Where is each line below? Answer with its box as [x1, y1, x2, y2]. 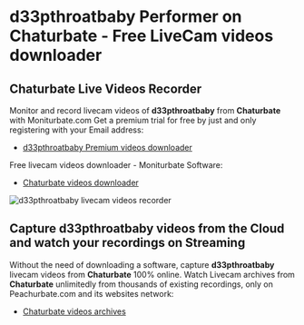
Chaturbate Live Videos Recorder [9, 81, 202, 96]
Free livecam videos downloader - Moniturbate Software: [9, 160, 223, 170]
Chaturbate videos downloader [22, 177, 139, 188]
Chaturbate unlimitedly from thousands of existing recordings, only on [9, 279, 274, 290]
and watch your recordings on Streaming [9, 235, 246, 251]
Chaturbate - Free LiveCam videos [9, 25, 274, 46]
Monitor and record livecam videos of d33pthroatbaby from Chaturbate [9, 105, 281, 115]
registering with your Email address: [9, 124, 144, 135]
